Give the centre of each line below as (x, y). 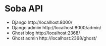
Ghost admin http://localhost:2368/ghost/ (54, 38)
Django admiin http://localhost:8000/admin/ (56, 27)
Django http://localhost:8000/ (42, 22)
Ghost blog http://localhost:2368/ (46, 33)
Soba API (24, 9)
